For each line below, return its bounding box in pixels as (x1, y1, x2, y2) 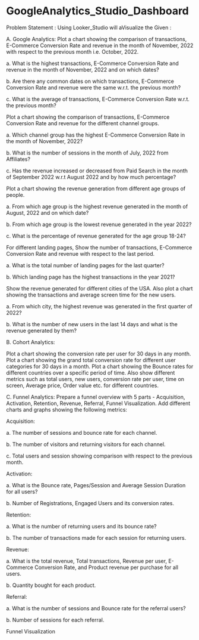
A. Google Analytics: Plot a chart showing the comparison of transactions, (6, 35, 187, 42)
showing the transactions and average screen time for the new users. (6, 291, 176, 298)
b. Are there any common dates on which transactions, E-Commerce (6, 78, 174, 85)
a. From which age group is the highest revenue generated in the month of (6, 203, 188, 210)
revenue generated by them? (6, 327, 77, 334)
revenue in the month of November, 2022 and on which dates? (6, 66, 159, 73)
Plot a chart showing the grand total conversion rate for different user (6, 356, 176, 363)
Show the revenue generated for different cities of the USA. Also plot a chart (6, 285, 193, 292)
